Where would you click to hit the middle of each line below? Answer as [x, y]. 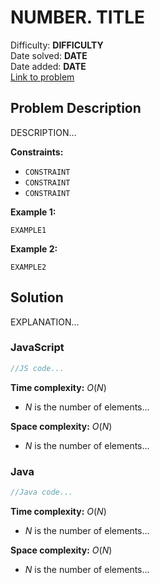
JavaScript [37, 348]
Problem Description [76, 108]
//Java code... [42, 492]
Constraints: [37, 152]
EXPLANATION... [45, 322]
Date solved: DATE [49, 55]
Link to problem [42, 77]
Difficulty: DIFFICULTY [57, 45]
